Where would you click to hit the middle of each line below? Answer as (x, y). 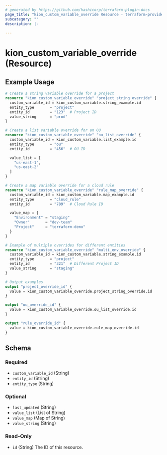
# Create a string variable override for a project (60, 94)
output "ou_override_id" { (33, 305)
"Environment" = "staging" (42, 218)
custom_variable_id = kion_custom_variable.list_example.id (73, 140)
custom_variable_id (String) (41, 373)
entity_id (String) (31, 378)
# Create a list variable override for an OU (53, 130)
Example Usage (30, 82)
